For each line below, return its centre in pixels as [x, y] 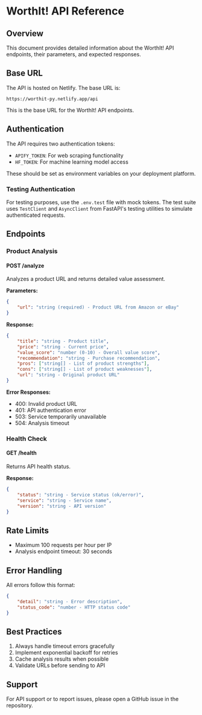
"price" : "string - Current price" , [63, 347]
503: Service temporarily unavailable [61, 416]
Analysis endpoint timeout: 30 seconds [64, 551]
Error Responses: [29, 392]
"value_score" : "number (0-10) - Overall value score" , [89, 352]
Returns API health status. [39, 467]
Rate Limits [28, 531]
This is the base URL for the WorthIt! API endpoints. [70, 110]
